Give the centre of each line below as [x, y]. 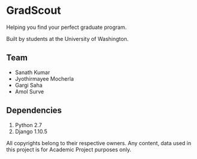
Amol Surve [29, 92]
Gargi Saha [29, 85]
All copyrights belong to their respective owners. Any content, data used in [99, 143]
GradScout [34, 11]
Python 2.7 [28, 125]
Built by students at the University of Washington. [68, 39]
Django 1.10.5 [31, 131]
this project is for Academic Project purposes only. [69, 149]
